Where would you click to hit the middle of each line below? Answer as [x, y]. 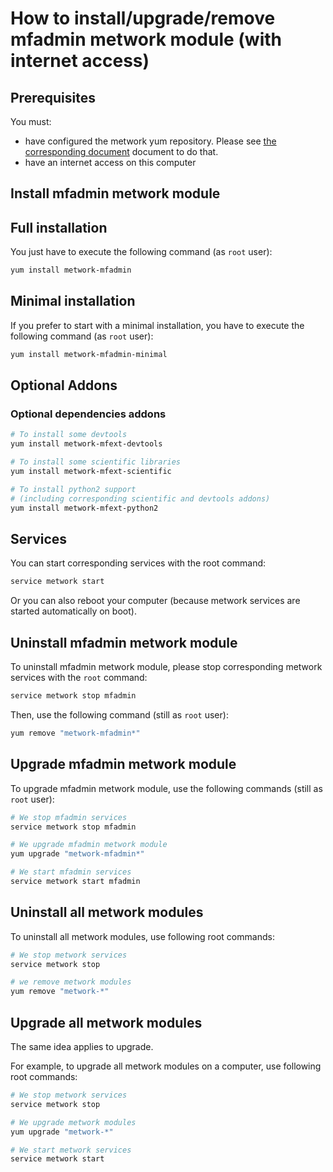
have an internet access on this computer [110, 162]
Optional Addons [64, 385]
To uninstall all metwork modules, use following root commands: [142, 936]
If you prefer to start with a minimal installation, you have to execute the [157, 325]
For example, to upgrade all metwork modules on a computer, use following [166, 1066]
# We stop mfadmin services [69, 817]
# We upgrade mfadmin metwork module [89, 845]
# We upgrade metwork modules [73, 1122]
